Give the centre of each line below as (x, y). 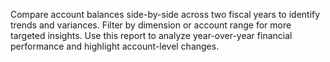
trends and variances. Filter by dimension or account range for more (151, 25)
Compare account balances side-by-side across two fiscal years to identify (165, 14)
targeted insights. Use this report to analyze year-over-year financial (151, 35)
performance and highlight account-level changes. (115, 46)
